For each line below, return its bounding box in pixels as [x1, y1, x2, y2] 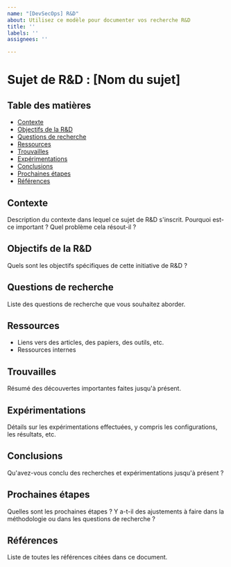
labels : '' [7, 29, 39, 37]
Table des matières [7, 99, 92, 111]
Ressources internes [17, 346, 76, 354]
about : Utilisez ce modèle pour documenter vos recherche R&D [7, 17, 191, 24]
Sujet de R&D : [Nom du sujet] [7, 72, 181, 87]
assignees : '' [7, 36, 49, 43]
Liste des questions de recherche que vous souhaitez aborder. [7, 300, 186, 308]
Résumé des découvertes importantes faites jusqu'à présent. [7, 384, 182, 393]
